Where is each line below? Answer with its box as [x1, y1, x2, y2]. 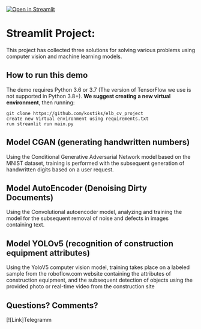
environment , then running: [6, 99, 75, 106]
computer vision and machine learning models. [6, 53, 122, 60]
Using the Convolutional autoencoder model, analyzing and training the [6, 209, 182, 216]
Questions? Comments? [6, 300, 98, 310]
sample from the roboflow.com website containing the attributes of [6, 270, 171, 277]
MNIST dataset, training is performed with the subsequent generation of [6, 159, 185, 167]
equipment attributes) [6, 247, 90, 258]
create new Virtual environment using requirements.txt [6, 116, 149, 122]
